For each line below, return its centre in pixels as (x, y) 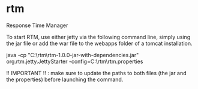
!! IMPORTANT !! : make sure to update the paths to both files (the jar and (96, 73)
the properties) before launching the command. (65, 79)
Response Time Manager (37, 25)
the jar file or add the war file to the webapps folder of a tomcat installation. (100, 43)
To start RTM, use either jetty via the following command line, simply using (98, 37)
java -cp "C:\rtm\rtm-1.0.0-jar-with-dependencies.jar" (73, 55)
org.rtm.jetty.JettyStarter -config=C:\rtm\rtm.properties (75, 61)
